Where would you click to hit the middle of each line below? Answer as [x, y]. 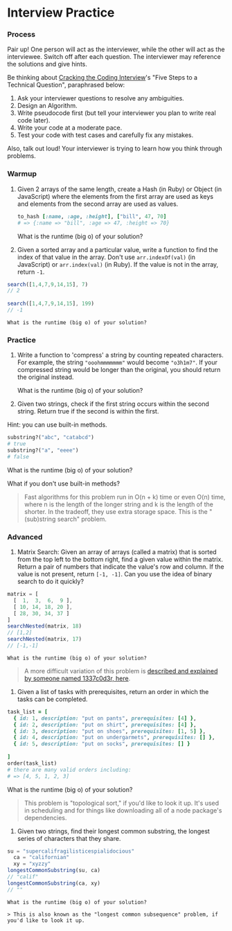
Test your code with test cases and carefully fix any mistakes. [105, 135]
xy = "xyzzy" [32, 864]
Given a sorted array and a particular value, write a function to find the [117, 249]
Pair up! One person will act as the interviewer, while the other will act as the [116, 49]
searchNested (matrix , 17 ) [44, 639]
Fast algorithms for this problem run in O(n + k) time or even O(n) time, [125, 497]
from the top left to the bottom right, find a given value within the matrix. [120, 559]
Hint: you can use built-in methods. [57, 425]
